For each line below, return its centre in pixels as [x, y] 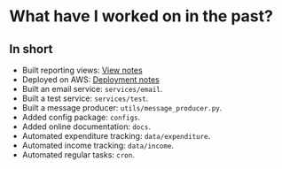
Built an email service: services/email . [92, 89]
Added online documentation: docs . [86, 127]
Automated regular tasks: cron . [78, 155]
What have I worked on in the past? [141, 16]
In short [31, 49]
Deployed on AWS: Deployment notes [90, 80]
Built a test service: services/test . [85, 98]
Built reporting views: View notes [82, 70]
